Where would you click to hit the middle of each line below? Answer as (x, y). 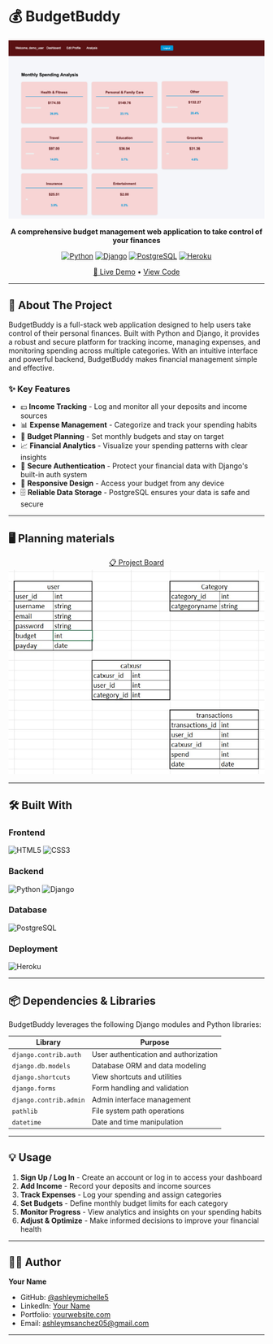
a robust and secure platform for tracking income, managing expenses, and (135, 342)
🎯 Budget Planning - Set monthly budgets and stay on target (122, 437)
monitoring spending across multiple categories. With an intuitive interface (133, 350)
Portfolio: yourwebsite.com (65, 1315)
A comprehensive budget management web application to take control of (136, 232)
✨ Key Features (39, 389)
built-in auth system (54, 475)
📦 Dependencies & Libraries (82, 1000)
